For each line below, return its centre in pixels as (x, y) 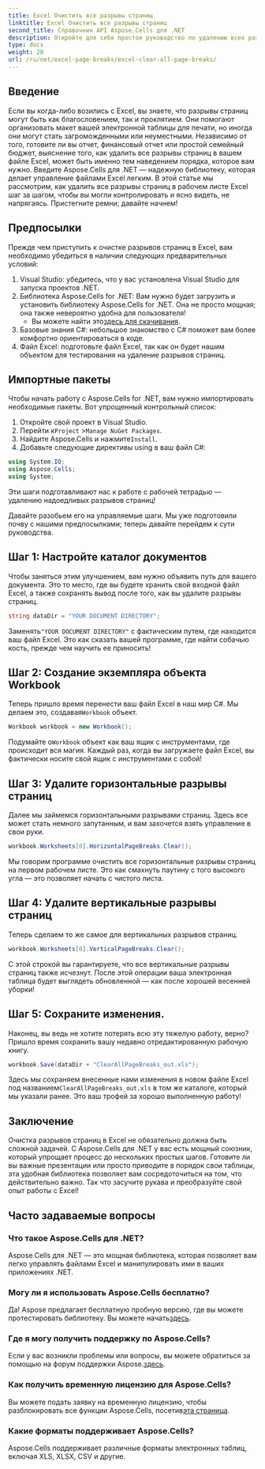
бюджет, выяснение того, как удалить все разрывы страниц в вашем (125, 153)
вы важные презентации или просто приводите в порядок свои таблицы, (131, 1165)
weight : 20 (26, 52)
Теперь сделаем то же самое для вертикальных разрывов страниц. (123, 935)
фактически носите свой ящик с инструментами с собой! (105, 759)
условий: (23, 264)
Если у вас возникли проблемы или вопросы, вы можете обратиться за (129, 1356)
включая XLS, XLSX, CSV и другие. (67, 1456)
